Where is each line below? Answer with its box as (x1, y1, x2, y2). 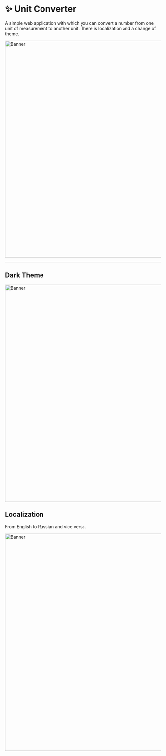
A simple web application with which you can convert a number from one (5, 20, 154, 26)
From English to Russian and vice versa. (5, 523, 86, 529)
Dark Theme (5, 271, 44, 280)
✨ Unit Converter (5, 3, 77, 15)
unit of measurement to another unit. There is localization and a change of (5, 25, 156, 31)
